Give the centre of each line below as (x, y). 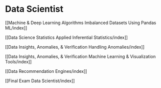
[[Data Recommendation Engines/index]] (46, 71)
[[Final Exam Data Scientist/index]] (40, 81)
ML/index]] (16, 28)
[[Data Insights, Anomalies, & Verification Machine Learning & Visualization (80, 56)
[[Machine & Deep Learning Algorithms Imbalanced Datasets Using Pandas (81, 23)
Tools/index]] (18, 61)
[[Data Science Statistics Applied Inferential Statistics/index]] (67, 37)
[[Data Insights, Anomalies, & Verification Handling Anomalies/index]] (75, 47)
